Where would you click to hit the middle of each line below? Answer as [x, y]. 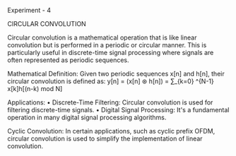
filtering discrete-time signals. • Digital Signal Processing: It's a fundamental [118, 110]
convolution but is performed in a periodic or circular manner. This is [107, 45]
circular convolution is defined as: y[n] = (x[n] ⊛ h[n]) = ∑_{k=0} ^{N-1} [111, 81]
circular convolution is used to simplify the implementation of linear [105, 138]
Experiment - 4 [29, 10]
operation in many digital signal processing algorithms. [87, 117]
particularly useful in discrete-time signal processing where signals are [111, 53]
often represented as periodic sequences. [68, 60]
